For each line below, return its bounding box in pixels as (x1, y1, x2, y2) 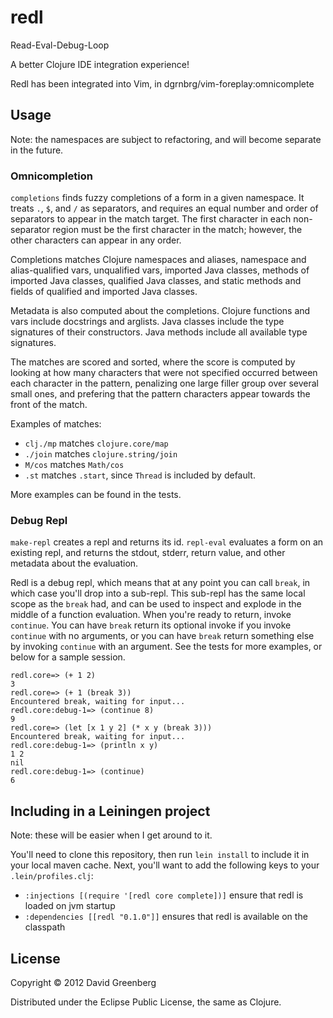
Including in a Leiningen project (10, 802, 211, 820)
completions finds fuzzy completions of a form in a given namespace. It (10, 192, 305, 204)
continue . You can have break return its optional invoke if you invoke (10, 619, 292, 631)
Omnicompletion (10, 169, 93, 183)
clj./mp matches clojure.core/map (24, 437, 169, 450)
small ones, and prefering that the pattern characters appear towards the (10, 388, 311, 400)
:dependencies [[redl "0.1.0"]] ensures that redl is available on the (24, 911, 308, 923)
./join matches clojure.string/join (24, 448, 178, 460)
